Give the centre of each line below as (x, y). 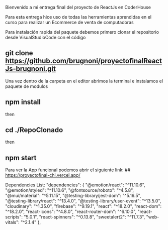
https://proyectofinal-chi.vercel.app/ (43, 175)
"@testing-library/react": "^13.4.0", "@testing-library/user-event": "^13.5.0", (83, 201)
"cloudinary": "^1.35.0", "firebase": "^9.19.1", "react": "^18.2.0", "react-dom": (83, 206)
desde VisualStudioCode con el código (46, 37)
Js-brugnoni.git (31, 69)
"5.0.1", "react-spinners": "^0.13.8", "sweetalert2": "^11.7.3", (85, 217)
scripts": (14, 217)
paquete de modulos (27, 86)
